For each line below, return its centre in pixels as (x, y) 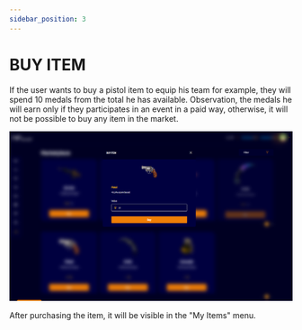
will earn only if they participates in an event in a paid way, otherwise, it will (149, 109)
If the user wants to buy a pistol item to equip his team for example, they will (150, 89)
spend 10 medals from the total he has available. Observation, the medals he (151, 99)
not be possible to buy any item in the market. (94, 118)
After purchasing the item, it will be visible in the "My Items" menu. (133, 316)
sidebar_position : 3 (48, 19)
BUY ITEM (48, 64)
